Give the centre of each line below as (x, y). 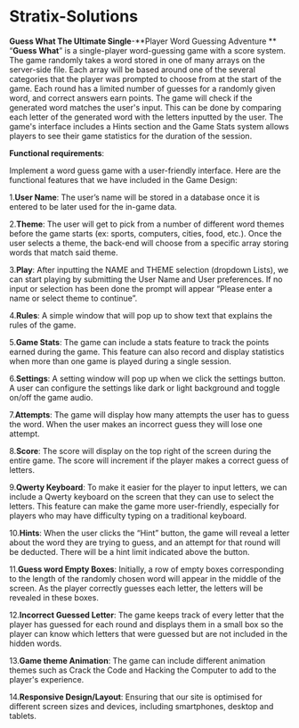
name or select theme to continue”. (73, 298)
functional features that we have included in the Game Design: (123, 179)
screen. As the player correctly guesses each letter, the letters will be (136, 588)
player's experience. (47, 679)
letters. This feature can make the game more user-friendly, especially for (144, 506)
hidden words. (36, 643)
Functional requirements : (57, 153)
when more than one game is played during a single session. (120, 361)
